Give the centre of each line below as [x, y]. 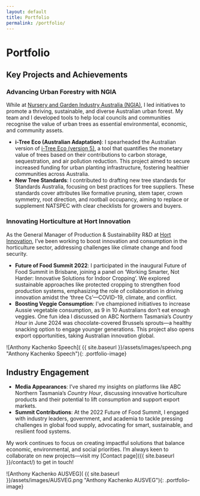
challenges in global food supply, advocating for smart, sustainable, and [104, 425]
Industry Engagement [48, 372]
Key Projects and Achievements [67, 75]
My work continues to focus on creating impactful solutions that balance [96, 443]
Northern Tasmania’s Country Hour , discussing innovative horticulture [101, 393]
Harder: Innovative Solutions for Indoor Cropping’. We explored [92, 278]
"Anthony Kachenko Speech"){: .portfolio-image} [66, 353]
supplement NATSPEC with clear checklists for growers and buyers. [99, 206]
